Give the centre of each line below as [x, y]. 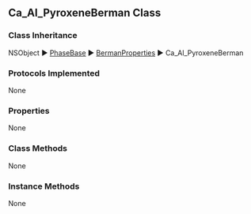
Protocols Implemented [54, 73]
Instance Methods [44, 186]
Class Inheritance [43, 36]
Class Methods [38, 148]
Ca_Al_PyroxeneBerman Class [85, 13]
